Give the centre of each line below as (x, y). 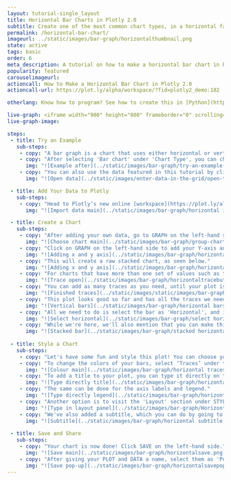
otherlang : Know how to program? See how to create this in (95, 103)
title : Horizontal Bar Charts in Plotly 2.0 (72, 20)
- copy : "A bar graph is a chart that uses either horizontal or (115, 153)
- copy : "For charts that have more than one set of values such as (120, 274)
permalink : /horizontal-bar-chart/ (58, 33)
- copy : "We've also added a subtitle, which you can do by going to (121, 414)
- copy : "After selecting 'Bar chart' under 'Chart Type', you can (118, 160)
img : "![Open (44, 179)
